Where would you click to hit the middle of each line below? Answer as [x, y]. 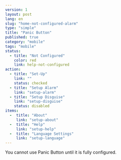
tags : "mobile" [21, 46]
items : [12, 111]
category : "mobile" [25, 42]
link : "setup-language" [40, 138]
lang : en [14, 19]
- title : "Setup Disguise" [37, 97]
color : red [25, 60]
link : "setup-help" [36, 129]
